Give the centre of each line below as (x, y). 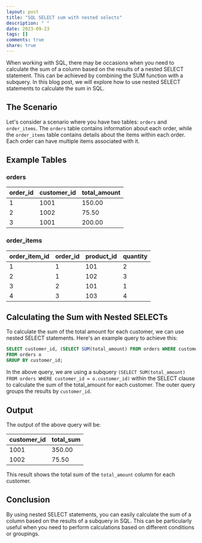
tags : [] (17, 34)
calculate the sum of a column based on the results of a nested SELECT (95, 69)
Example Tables (37, 160)
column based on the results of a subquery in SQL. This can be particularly (99, 521)
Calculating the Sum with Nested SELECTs (87, 317)
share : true (21, 46)
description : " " (28, 23)
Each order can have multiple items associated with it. (73, 141)
